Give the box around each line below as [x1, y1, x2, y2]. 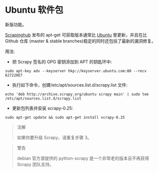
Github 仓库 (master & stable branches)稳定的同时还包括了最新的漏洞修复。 [5, 38, 156, 44]
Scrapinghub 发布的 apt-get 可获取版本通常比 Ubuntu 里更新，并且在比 [5, 32, 147, 38]
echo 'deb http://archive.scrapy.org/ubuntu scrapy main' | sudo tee [5, 91, 149, 97]
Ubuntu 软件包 [5, 4, 64, 16]
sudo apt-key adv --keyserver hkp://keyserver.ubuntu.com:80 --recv [5, 68, 147, 73]
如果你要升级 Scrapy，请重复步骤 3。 [17, 134, 92, 140]
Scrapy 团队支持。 [17, 161, 54, 167]
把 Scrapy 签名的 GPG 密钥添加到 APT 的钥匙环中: [12, 59, 112, 64]
